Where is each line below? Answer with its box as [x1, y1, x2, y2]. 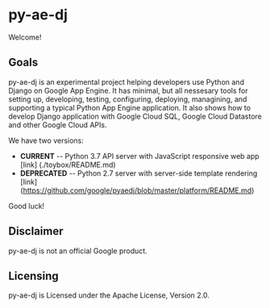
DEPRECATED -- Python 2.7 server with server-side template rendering [19, 168, 258, 178]
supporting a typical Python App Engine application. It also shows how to [8, 102, 251, 112]
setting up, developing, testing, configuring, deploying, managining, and [8, 94, 247, 104]
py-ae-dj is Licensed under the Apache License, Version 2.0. [8, 290, 210, 300]
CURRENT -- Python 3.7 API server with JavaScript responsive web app [19, 151, 260, 160]
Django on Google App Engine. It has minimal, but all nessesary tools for [8, 85, 248, 95]
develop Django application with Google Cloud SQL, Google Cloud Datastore [8, 111, 262, 121]
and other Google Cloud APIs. [8, 119, 107, 130]
